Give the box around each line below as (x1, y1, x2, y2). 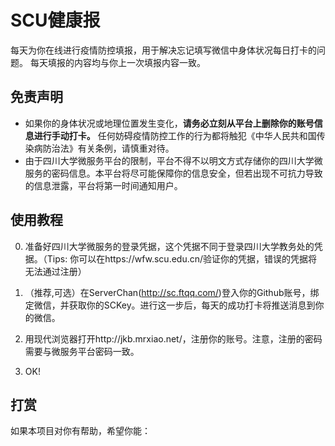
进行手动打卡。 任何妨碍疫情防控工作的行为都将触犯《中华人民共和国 (33, 129, 317, 141)
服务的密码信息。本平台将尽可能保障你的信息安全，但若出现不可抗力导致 (24, 167, 323, 179)
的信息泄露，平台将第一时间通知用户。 (24, 179, 183, 191)
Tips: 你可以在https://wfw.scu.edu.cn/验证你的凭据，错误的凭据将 (46, 252, 318, 265)
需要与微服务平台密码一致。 (24, 345, 140, 357)
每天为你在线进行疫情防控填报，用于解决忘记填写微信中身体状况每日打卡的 (10, 44, 317, 56)
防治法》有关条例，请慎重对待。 (42, 142, 175, 154)
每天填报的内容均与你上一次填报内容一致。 (29, 56, 206, 68)
